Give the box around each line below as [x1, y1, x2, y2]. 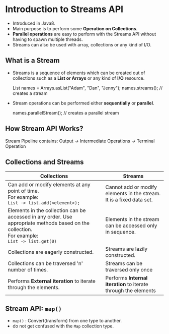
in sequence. [105, 229, 136, 236]
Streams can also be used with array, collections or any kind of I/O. [12, 41, 152, 47]
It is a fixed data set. [105, 196, 153, 203]
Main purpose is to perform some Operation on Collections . [12, 25, 138, 31]
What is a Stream [5, 57, 60, 65]
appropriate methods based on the [8, 219, 90, 227]
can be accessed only [105, 222, 157, 229]
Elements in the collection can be [8, 207, 86, 214]
